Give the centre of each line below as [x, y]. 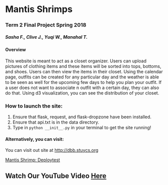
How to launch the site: [34, 106]
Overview [16, 50]
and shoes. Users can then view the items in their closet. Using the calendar [84, 71]
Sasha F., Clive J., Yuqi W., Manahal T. [47, 37]
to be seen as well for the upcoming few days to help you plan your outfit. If [83, 82]
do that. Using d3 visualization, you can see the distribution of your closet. [82, 93]
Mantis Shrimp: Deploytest [33, 160]
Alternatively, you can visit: [35, 139]
